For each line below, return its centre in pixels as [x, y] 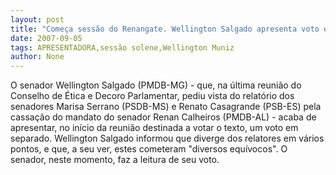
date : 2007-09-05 [46, 38]
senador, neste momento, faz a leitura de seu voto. [115, 160]
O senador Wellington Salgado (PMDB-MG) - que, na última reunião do [156, 85]
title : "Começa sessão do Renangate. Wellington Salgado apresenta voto [165, 29]
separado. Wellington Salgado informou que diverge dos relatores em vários [167, 138]
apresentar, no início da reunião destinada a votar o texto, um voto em [154, 128]
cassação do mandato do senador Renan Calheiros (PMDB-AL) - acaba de [163, 117]
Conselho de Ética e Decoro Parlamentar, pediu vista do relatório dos [152, 96]
